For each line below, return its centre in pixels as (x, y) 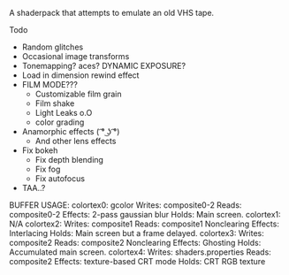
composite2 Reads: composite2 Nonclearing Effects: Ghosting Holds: (135, 243)
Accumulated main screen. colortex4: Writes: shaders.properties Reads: (140, 252)
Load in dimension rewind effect (80, 75)
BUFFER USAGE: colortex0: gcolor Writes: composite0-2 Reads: (125, 205)
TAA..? (34, 188)
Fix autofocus (60, 179)
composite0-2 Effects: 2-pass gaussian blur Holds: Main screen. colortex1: (145, 214)
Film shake (55, 103)
